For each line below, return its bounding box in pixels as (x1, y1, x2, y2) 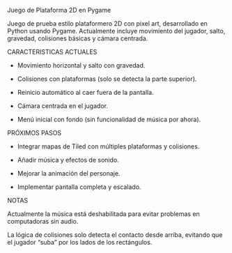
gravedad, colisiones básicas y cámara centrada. (7, 34, 148, 43)
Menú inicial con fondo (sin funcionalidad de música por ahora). (17, 115, 201, 123)
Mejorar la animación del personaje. (17, 169, 121, 177)
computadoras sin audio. (7, 217, 79, 225)
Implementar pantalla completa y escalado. (17, 183, 141, 191)
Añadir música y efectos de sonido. (17, 156, 120, 164)
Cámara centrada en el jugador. (17, 102, 108, 110)
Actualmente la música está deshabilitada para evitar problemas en (7, 210, 200, 218)
